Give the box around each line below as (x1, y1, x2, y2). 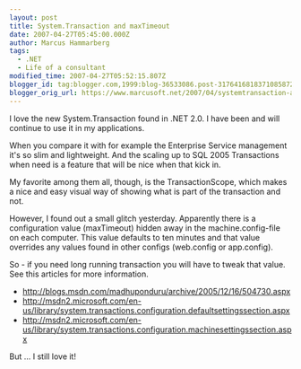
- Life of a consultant (17, 64, 106, 73)
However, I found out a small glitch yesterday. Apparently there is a (9, 213, 257, 224)
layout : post (9, 13, 58, 22)
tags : (9, 47, 30, 56)
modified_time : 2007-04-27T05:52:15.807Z (9, 72, 167, 81)
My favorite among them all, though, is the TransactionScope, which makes (9, 176, 288, 187)
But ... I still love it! (9, 351, 76, 362)
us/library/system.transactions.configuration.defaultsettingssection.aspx (21, 304, 290, 315)
